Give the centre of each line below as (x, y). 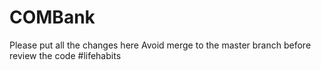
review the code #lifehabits (65, 55)
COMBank (52, 17)
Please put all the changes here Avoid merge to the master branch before (160, 45)
